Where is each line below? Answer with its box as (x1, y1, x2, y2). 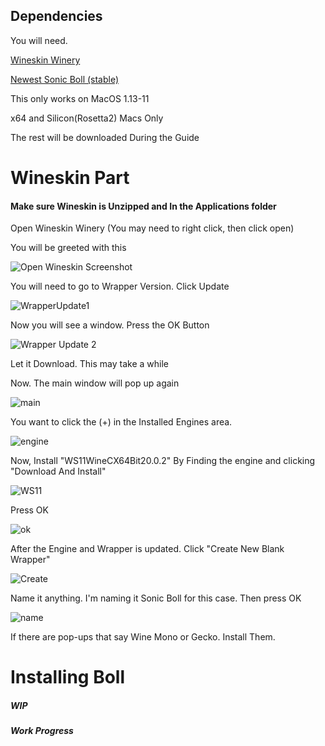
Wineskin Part (10, 167, 130, 189)
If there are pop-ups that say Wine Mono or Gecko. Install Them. (10, 631, 276, 643)
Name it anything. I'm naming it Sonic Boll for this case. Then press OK (10, 592, 302, 604)
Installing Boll (10, 666, 126, 689)
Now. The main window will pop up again (10, 377, 180, 389)
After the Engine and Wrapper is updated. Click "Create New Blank (10, 543, 285, 555)
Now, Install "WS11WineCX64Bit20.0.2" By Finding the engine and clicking (10, 455, 316, 467)
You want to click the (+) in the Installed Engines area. (10, 416, 233, 428)
